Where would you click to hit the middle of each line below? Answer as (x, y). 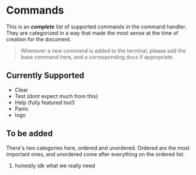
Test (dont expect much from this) (56, 96)
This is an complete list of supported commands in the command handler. (96, 27)
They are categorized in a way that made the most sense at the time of (92, 33)
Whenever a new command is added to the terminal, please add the (103, 50)
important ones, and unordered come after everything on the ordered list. (96, 154)
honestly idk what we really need (55, 166)
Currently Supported (45, 75)
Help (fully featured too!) (45, 102)
